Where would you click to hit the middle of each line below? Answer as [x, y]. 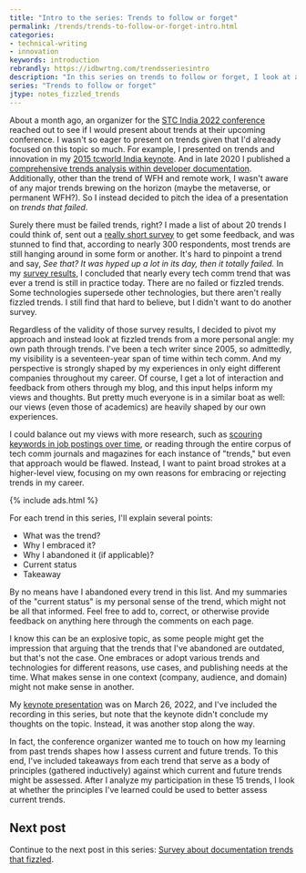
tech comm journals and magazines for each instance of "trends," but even [150, 453]
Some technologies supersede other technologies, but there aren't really [146, 292]
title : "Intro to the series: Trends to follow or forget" [124, 18]
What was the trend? [61, 535]
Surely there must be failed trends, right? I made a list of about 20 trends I [148, 225]
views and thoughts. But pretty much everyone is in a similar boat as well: [147, 397]
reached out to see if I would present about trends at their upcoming [138, 129]
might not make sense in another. [72, 686]
